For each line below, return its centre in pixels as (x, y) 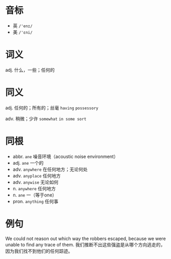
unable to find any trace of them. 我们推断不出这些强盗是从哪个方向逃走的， (85, 245)
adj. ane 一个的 (28, 163)
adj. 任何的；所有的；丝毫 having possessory (52, 108)
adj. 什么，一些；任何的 (30, 70)
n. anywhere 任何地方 (34, 188)
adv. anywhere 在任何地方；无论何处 (50, 169)
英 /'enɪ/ (23, 26)
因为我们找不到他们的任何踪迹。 (39, 251)
